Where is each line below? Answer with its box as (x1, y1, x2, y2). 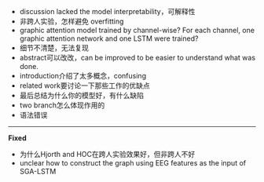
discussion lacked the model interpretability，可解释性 (19, 7, 196, 16)
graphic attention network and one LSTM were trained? (19, 34, 199, 43)
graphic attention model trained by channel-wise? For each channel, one (19, 26, 255, 35)
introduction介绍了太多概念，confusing (19, 71, 147, 80)
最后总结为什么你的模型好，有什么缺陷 (19, 91, 144, 100)
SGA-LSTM (19, 167, 57, 176)
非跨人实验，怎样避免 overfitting (19, 16, 124, 26)
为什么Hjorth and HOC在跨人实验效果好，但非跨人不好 (19, 150, 196, 158)
